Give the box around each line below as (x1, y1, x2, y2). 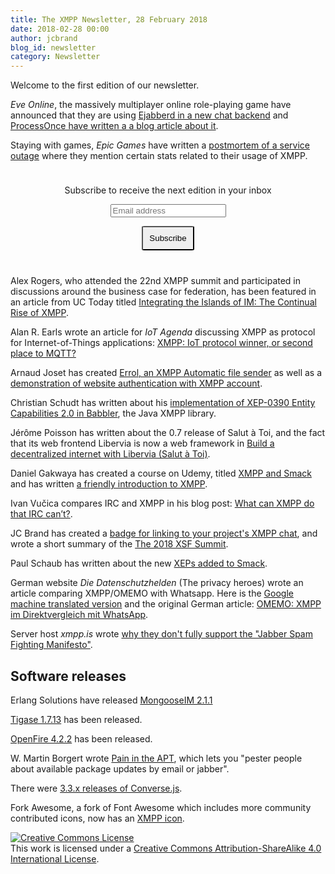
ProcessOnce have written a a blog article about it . (10, 120, 219, 132)
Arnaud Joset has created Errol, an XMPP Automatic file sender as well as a (10, 367, 323, 379)
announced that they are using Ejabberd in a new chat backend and (10, 109, 289, 121)
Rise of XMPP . (10, 307, 70, 319)
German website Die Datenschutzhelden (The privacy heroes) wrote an (10, 577, 304, 589)
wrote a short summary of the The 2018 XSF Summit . (10, 538, 229, 550)
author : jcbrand (10, 33, 78, 43)
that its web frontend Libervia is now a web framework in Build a (10, 437, 275, 450)
